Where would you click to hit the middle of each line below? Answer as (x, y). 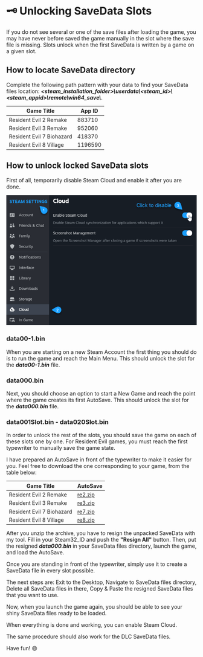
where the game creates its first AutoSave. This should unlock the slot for (98, 400)
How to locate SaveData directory (71, 70)
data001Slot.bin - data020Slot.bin (57, 421)
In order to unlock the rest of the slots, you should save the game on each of (101, 435)
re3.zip (86, 503)
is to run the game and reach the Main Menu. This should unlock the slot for (101, 358)
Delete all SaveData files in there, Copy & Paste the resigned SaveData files (100, 589)
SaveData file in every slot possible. (51, 571)
